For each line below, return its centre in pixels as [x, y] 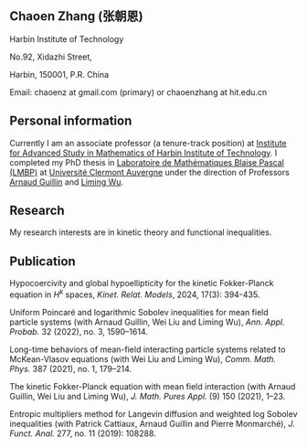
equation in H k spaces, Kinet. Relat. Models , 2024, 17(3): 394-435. [135, 293]
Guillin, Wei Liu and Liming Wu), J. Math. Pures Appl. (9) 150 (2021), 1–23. [148, 396]
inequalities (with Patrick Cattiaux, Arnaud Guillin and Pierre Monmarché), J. [152, 423]
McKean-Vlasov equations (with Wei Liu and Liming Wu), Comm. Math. [143, 358]
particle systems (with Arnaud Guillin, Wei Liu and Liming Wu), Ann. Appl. [147, 322]
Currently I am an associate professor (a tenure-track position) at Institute [148, 143]
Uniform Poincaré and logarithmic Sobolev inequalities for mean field [139, 312]
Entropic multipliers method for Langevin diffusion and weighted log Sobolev [153, 413]
